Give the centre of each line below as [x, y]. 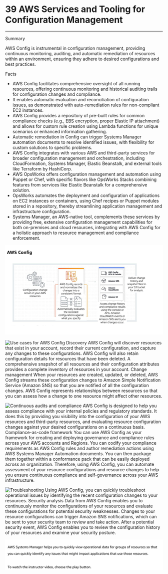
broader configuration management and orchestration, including [78, 158]
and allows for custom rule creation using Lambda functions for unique [85, 126]
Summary [15, 38]
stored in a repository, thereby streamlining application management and [87, 206]
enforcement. [26, 238]
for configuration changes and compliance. [57, 94]
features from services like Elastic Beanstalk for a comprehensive [80, 184]
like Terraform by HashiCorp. [42, 168]
